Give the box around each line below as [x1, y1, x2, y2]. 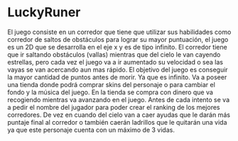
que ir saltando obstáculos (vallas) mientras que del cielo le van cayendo [7, 50, 221, 59]
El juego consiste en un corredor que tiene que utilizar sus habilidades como [7, 28, 232, 36]
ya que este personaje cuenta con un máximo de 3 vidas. [7, 125, 175, 134]
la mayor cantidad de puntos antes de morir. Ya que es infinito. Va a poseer [7, 72, 227, 81]
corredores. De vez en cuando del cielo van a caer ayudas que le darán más [7, 111, 231, 119]
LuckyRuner [7, 4, 81, 21]
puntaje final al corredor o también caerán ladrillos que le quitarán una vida [7, 118, 227, 126]
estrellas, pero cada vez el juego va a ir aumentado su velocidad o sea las [7, 57, 224, 66]
